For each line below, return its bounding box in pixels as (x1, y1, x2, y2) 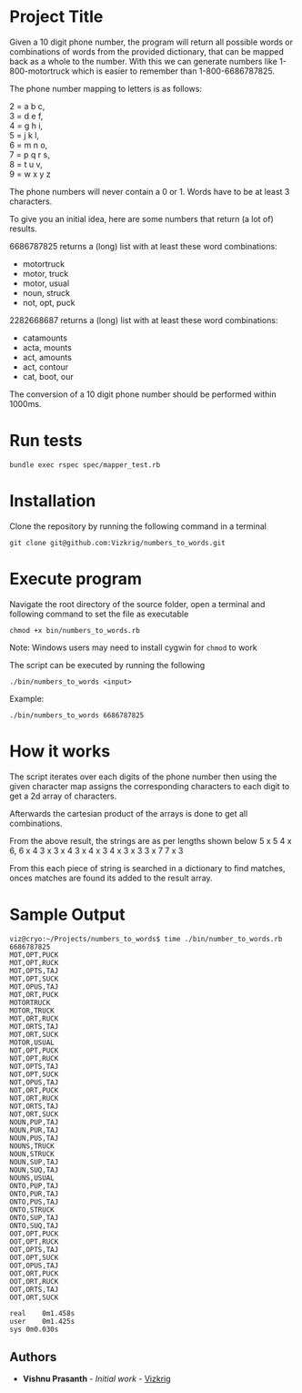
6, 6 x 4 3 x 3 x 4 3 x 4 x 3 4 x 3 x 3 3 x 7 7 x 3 (9, 845, 184, 856)
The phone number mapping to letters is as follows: (9, 83, 203, 94)
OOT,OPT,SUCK (9, 1253, 59, 1262)
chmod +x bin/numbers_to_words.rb (9, 625, 141, 635)
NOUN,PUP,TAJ (9, 1117, 59, 1126)
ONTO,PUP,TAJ (9, 1181, 59, 1190)
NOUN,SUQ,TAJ (9, 1165, 59, 1174)
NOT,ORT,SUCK (9, 1109, 59, 1119)
